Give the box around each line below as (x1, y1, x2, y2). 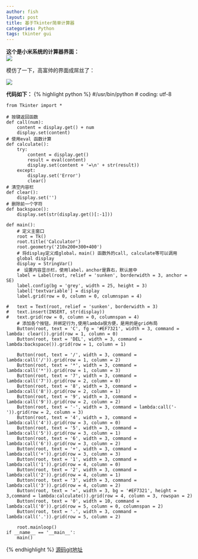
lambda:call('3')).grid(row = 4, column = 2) (6, 483, 121, 489)
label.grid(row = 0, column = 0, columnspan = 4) (17, 293, 143, 299)
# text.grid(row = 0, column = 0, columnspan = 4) (6, 314, 140, 320)
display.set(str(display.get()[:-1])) (17, 211, 113, 218)
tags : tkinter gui (6, 31, 52, 37)
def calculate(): (6, 142, 49, 148)
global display (17, 256, 55, 262)
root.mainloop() (17, 524, 58, 530)
